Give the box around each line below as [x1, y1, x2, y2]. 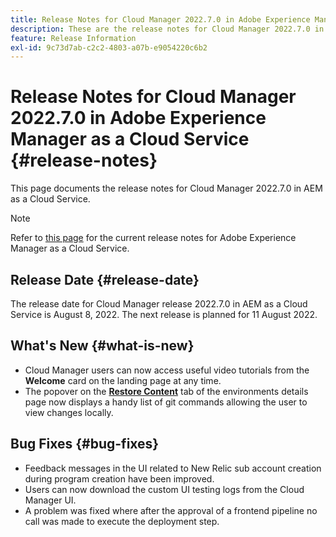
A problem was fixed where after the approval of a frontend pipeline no [24, 504, 318, 516]
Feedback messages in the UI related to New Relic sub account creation [24, 462, 322, 474]
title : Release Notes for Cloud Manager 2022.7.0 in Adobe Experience [10, 14, 311, 25]
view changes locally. [24, 406, 114, 418]
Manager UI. [24, 494, 77, 506]
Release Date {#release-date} [10, 271, 200, 288]
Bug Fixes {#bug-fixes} [10, 436, 160, 453]
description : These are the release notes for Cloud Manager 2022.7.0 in [10, 24, 325, 34]
